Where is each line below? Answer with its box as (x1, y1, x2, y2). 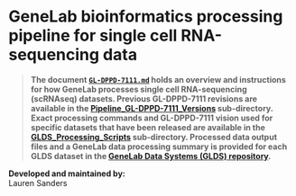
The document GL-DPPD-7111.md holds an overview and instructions (30, 74, 286, 85)
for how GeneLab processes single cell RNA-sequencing (30, 84, 247, 94)
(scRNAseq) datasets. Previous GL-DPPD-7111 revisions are (30, 93, 258, 104)
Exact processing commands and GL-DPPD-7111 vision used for (30, 112, 273, 123)
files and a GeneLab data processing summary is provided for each (30, 141, 288, 152)
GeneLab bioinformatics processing (8, 6, 283, 27)
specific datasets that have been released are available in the (30, 121, 265, 132)
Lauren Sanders (8, 177, 68, 188)
